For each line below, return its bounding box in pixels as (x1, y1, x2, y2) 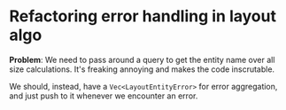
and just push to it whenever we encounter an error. (9, 90, 198, 101)
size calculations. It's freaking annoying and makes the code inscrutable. (9, 64, 275, 75)
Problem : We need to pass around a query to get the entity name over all (9, 54, 275, 65)
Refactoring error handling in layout (9, 6, 277, 27)
